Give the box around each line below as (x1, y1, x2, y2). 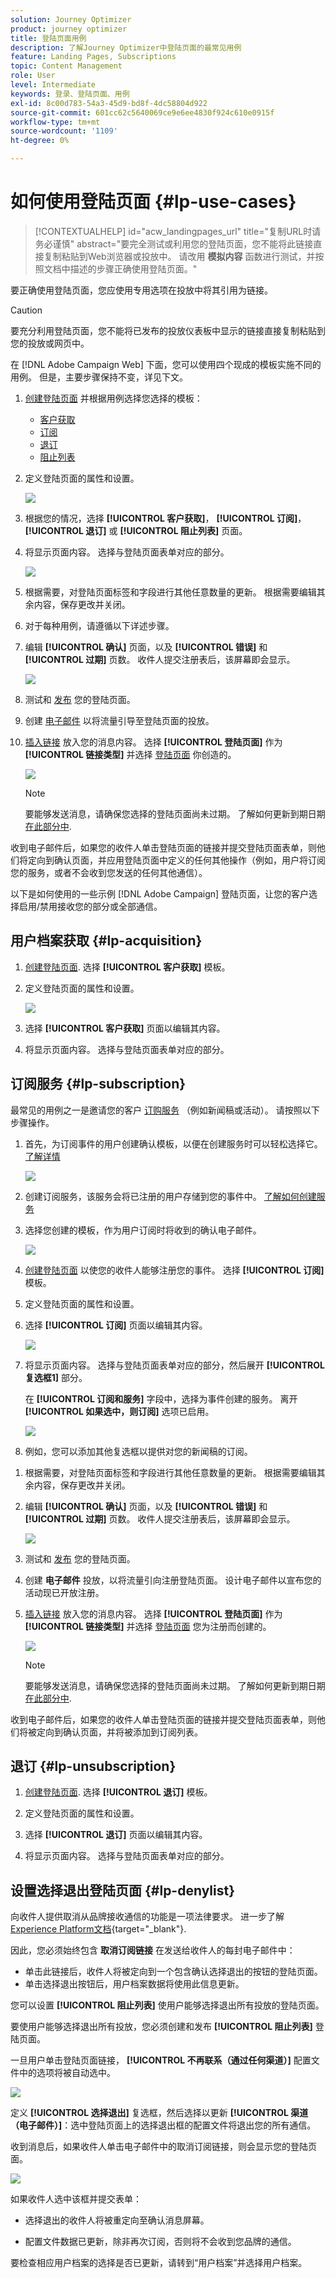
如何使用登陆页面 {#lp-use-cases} (10, 191, 297, 213)
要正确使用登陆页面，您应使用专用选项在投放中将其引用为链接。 (10, 284, 273, 296)
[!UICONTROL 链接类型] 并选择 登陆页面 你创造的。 (24, 748, 237, 760)
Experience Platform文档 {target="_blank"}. (10, 1923, 187, 1935)
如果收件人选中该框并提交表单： (10, 2193, 142, 2205)
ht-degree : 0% (10, 136, 70, 146)
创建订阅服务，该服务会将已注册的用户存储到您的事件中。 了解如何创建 (24, 1190, 317, 1202)
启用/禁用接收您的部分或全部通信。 (18, 900, 163, 912)
